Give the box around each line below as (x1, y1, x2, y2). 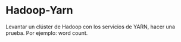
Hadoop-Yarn (5, 4, 74, 17)
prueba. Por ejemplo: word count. (5, 29, 88, 36)
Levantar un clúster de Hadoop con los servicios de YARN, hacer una (5, 23, 175, 30)
